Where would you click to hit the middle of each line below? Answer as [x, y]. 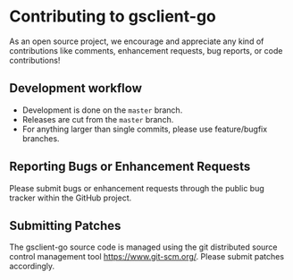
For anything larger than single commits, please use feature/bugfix [145, 129]
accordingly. [32, 267]
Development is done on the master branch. [102, 110]
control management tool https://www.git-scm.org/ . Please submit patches [146, 257]
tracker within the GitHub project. [71, 198]
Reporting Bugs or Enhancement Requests [130, 167]
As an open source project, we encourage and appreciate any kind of [137, 41]
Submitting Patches [65, 225]
